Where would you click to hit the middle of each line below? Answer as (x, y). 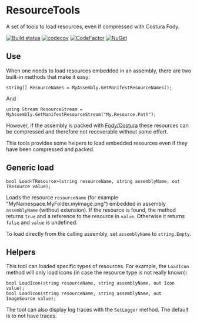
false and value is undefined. (42, 222)
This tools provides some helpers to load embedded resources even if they (97, 143)
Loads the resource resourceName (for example (62, 197)
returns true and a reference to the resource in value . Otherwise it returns (96, 216)
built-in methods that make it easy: (48, 76)
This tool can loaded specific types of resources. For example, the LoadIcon (98, 266)
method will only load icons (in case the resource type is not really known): (97, 273)
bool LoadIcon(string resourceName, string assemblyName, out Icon (91, 283)
